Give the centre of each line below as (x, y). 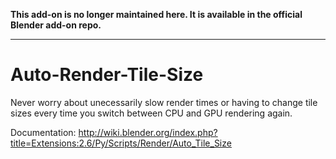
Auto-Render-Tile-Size (107, 75)
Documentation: (43, 132)
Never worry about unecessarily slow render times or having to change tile (164, 102)
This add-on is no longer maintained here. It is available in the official (156, 14)
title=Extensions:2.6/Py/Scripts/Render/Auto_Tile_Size (121, 143)
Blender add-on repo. (56, 25)
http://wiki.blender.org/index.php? (148, 132)
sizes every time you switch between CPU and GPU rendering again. (151, 113)
